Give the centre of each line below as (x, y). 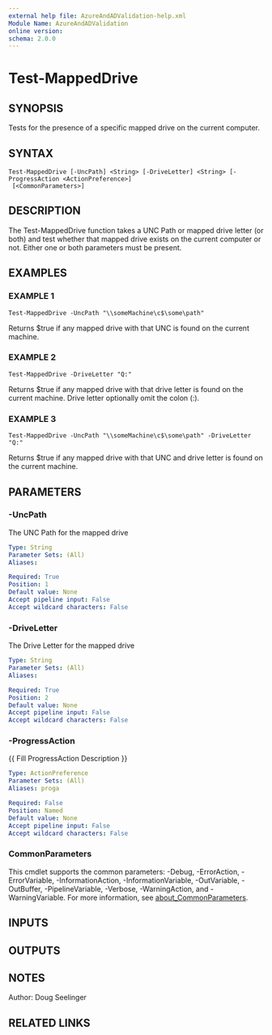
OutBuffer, (25, 888)
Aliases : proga (34, 789)
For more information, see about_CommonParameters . (158, 897)
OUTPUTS (34, 950)
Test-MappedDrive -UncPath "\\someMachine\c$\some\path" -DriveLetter (130, 436)
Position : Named (36, 811)
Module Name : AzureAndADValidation (68, 23)
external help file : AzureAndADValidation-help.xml (97, 16)
